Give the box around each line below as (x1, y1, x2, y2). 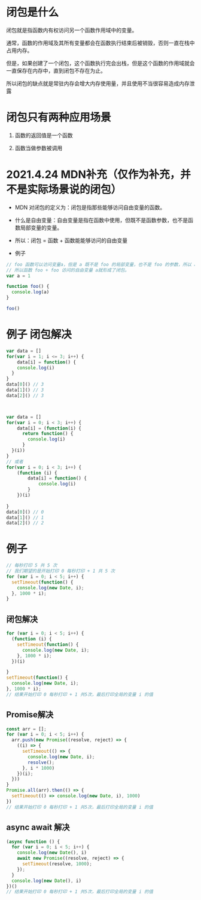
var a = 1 (6, 273, 31, 279)
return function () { (22, 431, 74, 437)
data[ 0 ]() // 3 (6, 382, 44, 388)
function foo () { (6, 284, 50, 290)
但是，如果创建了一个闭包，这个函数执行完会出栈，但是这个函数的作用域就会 (6, 59, 195, 67)
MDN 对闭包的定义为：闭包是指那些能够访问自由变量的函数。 (14, 204, 166, 211)
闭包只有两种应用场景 (6, 111, 112, 124)
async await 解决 (6, 822, 70, 833)
